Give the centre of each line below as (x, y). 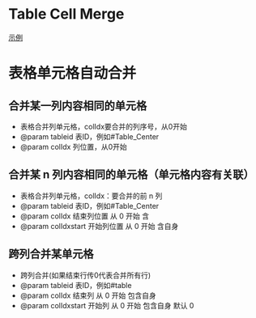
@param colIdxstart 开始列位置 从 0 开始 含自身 (99, 226)
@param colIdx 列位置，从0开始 (73, 146)
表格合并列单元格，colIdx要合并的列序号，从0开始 (104, 126)
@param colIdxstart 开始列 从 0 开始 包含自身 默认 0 (107, 305)
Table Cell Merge (66, 14)
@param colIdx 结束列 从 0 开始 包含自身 (88, 295)
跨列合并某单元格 (51, 254)
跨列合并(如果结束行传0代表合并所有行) (85, 275)
